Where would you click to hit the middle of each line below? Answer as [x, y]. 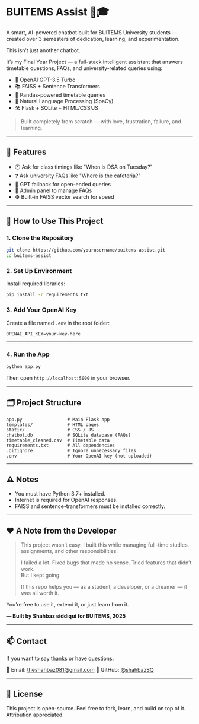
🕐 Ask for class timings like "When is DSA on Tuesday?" [84, 167]
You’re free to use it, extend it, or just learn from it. [68, 605]
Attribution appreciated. [35, 715]
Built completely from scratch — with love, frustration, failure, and [101, 121]
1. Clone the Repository [40, 238]
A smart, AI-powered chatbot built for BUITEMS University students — [92, 32]
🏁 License [25, 694]
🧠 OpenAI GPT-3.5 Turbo [45, 80]
